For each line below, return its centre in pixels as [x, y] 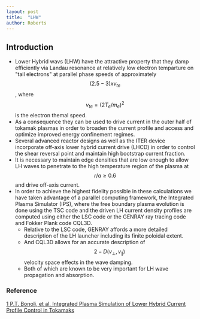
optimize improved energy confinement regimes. [75, 135]
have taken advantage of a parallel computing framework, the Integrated [104, 198]
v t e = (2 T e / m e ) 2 [105, 105]
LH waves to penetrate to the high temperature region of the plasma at [102, 166]
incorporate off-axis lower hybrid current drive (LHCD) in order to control [105, 147]
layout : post [22, 12]
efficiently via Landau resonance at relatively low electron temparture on [104, 68]
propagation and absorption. [59, 275]
